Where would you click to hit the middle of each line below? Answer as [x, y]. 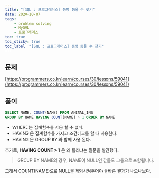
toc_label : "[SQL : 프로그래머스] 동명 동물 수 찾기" [54, 46]
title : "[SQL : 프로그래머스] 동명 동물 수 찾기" [50, 10]
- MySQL [22, 28]
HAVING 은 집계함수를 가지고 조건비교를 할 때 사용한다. [65, 133]
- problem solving [33, 23]
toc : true [15, 37]
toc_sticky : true [23, 42]
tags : [11, 19]
